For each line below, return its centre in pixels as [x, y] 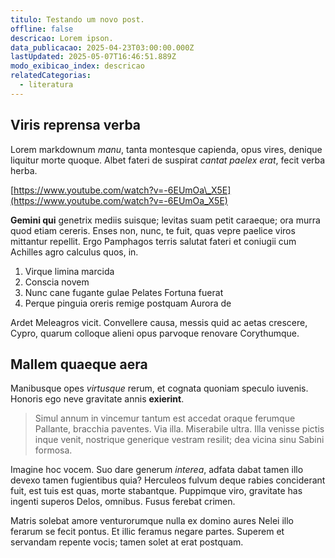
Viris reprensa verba [76, 125]
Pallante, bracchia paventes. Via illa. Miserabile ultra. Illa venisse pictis [179, 429]
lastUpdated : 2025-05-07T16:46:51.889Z [93, 57]
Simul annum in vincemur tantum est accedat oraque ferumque [165, 418]
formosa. [53, 450]
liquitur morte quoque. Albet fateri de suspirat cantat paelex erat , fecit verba [168, 160]
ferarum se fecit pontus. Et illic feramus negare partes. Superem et [147, 532]
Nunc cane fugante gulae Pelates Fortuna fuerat [124, 292]
